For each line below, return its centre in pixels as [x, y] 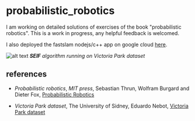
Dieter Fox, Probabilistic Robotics [54, 94]
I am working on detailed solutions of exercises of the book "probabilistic [94, 27]
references [27, 74]
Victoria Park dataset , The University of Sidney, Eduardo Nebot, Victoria [101, 106]
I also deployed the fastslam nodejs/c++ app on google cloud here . [87, 44]
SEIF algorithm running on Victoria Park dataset [87, 56]
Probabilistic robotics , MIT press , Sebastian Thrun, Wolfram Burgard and [102, 88]
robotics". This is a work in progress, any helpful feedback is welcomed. [93, 33]
